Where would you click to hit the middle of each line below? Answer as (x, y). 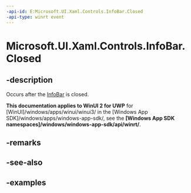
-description (29, 80)
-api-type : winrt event (35, 17)
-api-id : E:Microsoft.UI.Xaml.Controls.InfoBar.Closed (75, 11)
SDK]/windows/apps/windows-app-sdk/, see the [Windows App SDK (91, 118)
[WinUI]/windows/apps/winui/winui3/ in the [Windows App (77, 111)
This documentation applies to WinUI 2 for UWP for (70, 106)
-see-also (24, 163)
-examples (26, 182)
